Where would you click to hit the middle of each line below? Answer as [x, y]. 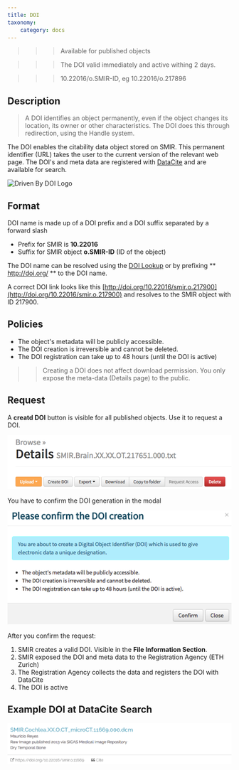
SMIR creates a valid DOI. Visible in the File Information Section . [112, 649]
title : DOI [23, 15]
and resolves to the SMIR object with [177, 294]
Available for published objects [105, 51]
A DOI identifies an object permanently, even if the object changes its [126, 118]
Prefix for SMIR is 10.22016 [58, 244]
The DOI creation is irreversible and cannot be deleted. [98, 349]
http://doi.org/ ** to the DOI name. [58, 273]
